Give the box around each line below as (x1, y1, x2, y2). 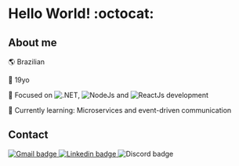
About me (8, 36, 57, 49)
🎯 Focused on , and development (8, 91, 209, 99)
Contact (8, 128, 49, 142)
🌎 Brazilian (8, 57, 45, 67)
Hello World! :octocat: (8, 5, 154, 23)
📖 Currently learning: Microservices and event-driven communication (8, 106, 232, 114)
